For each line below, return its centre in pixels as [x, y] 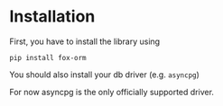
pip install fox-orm [48, 57]
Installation [52, 17]
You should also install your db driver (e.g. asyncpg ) [105, 75]
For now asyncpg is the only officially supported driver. [112, 92]
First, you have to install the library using [85, 41]
